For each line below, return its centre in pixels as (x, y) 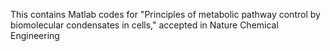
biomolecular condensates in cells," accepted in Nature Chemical (144, 25)
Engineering (35, 35)
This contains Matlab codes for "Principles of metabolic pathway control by (165, 14)
